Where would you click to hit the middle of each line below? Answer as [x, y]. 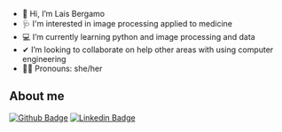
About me [37, 96]
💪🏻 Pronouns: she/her [62, 68]
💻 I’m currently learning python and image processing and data [138, 37]
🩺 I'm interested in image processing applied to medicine [127, 23]
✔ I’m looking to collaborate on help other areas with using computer [148, 50]
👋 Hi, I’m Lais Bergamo [63, 14]
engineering [44, 59]
